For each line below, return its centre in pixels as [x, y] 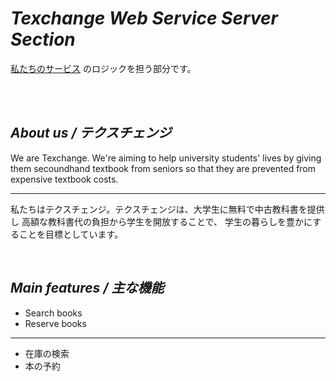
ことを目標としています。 [71, 234]
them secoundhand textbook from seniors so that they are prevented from [163, 168]
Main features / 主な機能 [87, 288]
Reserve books [55, 323]
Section [43, 39]
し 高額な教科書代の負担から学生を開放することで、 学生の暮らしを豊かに [161, 221]
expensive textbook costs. [64, 179]
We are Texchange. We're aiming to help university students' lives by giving [166, 158]
